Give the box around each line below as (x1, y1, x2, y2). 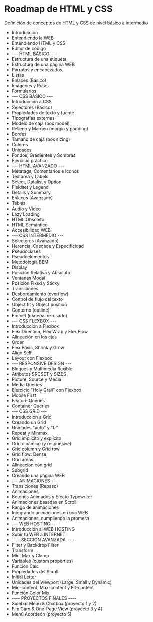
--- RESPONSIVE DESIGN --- (11, 360, 72, 366)
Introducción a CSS (11, 98, 52, 105)
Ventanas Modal (11, 275, 46, 281)
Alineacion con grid (11, 462, 52, 468)
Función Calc (11, 563, 39, 569)
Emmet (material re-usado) (11, 312, 68, 318)
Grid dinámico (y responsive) (11, 440, 72, 446)
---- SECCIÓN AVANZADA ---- (11, 536, 75, 543)
